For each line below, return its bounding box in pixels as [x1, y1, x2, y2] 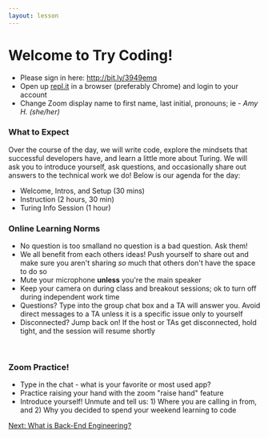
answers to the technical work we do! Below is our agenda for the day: [8, 170, 241, 180]
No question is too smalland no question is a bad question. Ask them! [19, 241, 248, 251]
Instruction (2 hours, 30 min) [19, 194, 114, 204]
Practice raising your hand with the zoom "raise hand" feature [19, 388, 224, 398]
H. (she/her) [19, 106, 60, 116]
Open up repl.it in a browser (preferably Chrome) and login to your [19, 81, 238, 90]
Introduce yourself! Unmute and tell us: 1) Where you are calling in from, [19, 397, 258, 407]
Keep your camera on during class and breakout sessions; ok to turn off [19, 283, 257, 293]
